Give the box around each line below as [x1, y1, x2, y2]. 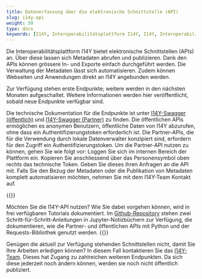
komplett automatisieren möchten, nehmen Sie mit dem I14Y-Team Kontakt [6, 174, 191, 181]
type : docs [6, 25, 34, 32]
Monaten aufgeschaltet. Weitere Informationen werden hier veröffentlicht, [6, 92, 188, 99]
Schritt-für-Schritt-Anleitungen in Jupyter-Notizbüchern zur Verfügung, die [6, 216, 192, 224]
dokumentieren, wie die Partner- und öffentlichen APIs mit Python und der [6, 222, 190, 230]
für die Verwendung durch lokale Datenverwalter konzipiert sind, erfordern [6, 135, 191, 142]
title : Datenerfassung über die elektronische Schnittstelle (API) [6, 8, 179, 15]
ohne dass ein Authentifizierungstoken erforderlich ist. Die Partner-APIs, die [6, 129, 194, 136]
